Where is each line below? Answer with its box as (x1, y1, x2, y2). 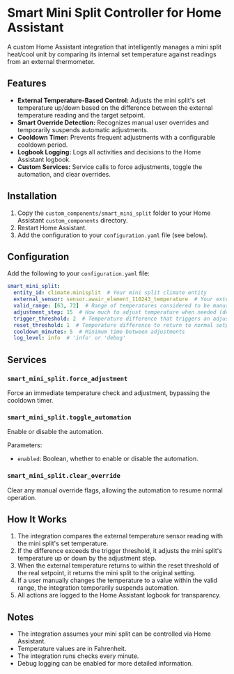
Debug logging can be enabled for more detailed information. (17, 659, 194, 668)
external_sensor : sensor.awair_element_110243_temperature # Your (13, 296, 214, 303)
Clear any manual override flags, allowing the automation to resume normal (7, 486, 223, 495)
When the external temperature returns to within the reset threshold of (17, 561, 219, 570)
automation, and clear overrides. (17, 170, 111, 178)
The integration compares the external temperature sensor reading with (17, 532, 224, 540)
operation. (7, 493, 37, 502)
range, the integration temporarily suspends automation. (17, 584, 180, 592)
